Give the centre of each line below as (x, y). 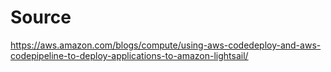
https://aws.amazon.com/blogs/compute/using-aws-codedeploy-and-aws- (166, 45)
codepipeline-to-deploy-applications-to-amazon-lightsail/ (129, 55)
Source (41, 17)
